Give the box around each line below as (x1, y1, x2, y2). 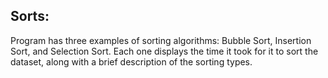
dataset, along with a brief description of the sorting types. (10, 55, 253, 68)
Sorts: (10, 8, 50, 25)
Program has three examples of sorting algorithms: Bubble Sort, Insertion (10, 34, 312, 46)
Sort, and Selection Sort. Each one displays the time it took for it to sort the (10, 45, 319, 57)
